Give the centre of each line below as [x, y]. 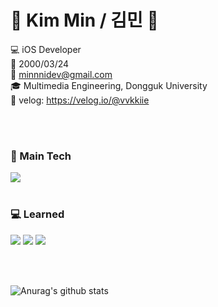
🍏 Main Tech [41, 156]
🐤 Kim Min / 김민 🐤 [84, 20]
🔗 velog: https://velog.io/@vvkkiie [80, 100]
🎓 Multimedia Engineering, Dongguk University [109, 85]
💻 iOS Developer [46, 49]
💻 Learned [37, 214]
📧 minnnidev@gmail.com [61, 74]
